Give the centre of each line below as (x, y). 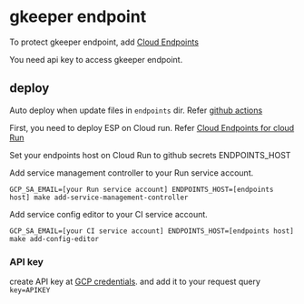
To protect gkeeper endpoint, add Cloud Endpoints (104, 42)
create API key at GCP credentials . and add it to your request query (135, 282)
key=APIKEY (30, 290)
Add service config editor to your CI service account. (109, 214)
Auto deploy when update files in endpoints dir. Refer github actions (136, 110)
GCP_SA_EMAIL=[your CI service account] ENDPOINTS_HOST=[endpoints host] (152, 231)
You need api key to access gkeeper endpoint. (96, 59)
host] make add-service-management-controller (99, 198)
